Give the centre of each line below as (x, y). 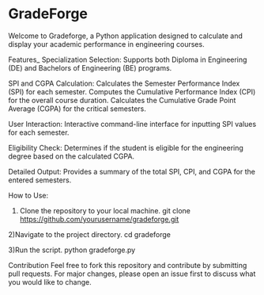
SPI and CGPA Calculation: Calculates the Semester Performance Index (124, 83)
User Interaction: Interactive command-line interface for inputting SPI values (132, 124)
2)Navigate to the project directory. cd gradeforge (90, 234)
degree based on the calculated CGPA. (72, 156)
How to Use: (28, 195)
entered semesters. (40, 180)
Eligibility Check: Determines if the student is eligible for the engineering (126, 147)
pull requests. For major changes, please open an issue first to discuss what (132, 274)
